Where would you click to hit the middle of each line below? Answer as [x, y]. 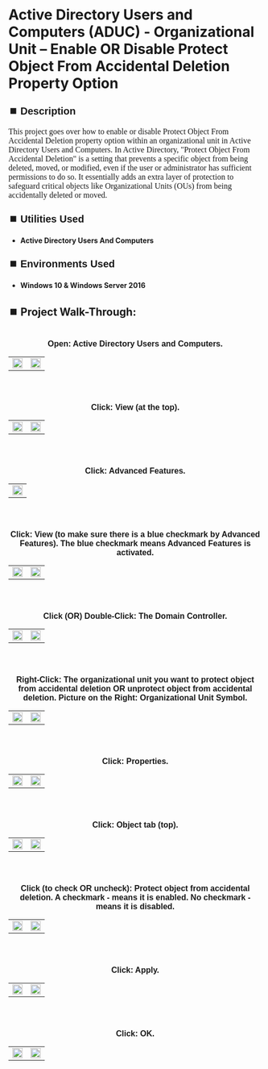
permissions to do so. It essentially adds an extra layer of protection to [121, 177]
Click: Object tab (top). [135, 825]
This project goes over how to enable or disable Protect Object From [119, 132]
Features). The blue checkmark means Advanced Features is [135, 543]
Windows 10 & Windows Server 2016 [83, 286]
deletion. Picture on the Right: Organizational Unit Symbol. [135, 698]
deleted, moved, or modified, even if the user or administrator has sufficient [130, 168]
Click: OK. [135, 1034]
